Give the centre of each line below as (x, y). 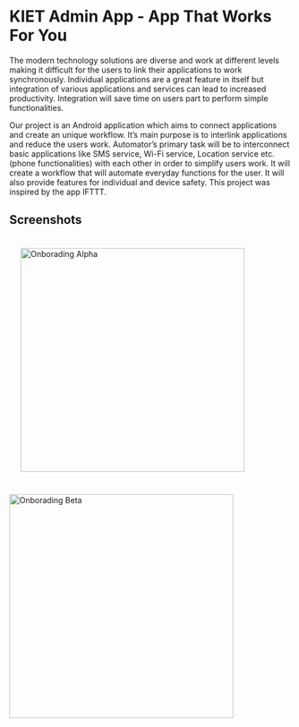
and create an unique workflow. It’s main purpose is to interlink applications (148, 134)
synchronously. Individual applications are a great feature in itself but (137, 79)
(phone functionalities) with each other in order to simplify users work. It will (150, 163)
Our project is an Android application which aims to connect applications (143, 125)
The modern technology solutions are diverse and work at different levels (145, 60)
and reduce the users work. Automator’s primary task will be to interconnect (149, 144)
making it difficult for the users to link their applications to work (126, 70)
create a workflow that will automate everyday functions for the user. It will (147, 173)
